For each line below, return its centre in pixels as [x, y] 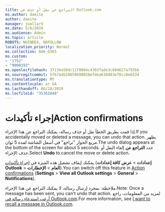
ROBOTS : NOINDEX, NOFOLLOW [33, 42]
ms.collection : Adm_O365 [31, 51]
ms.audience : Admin [25, 33]
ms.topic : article [24, 38]
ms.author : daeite [24, 14]
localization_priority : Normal [38, 47]
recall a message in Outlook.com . [39, 204]
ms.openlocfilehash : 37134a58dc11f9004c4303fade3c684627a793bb [72, 70]
